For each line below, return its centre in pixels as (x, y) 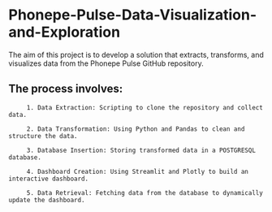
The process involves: (66, 89)
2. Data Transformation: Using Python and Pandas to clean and (136, 129)
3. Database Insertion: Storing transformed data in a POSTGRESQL (141, 150)
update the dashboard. (47, 200)
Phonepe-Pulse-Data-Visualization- (133, 15)
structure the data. (43, 136)
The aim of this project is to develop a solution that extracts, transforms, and (136, 54)
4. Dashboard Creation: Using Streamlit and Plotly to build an (138, 171)
